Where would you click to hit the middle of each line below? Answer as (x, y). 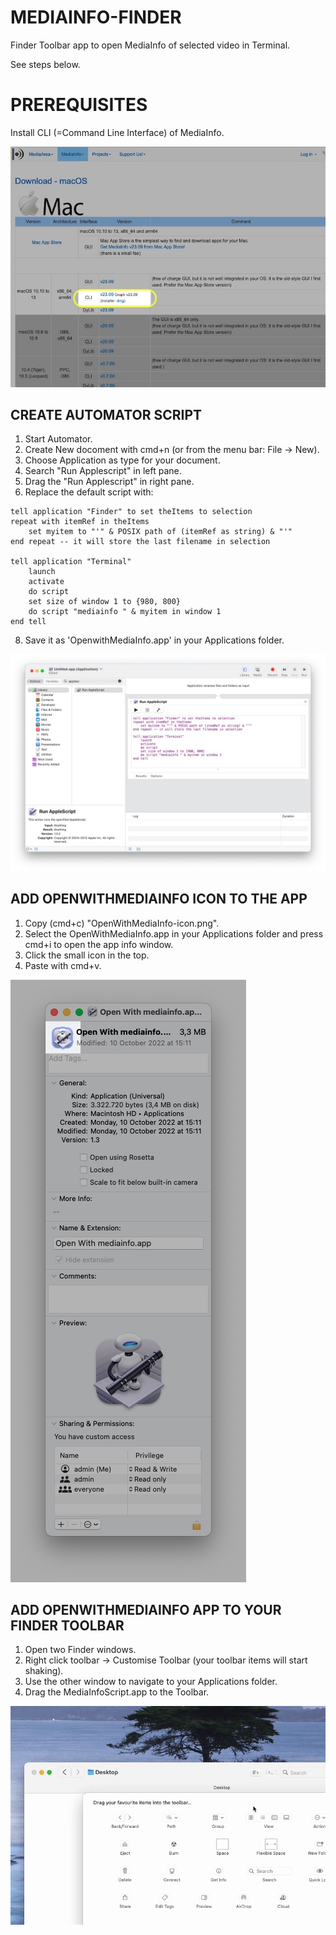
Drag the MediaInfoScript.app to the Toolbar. (117, 1692)
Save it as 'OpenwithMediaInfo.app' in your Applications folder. (154, 640)
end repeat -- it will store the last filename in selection (140, 542)
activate (46, 582)
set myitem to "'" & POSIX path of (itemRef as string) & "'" (160, 532)
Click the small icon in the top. (87, 955)
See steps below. (45, 64)
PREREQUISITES (79, 105)
